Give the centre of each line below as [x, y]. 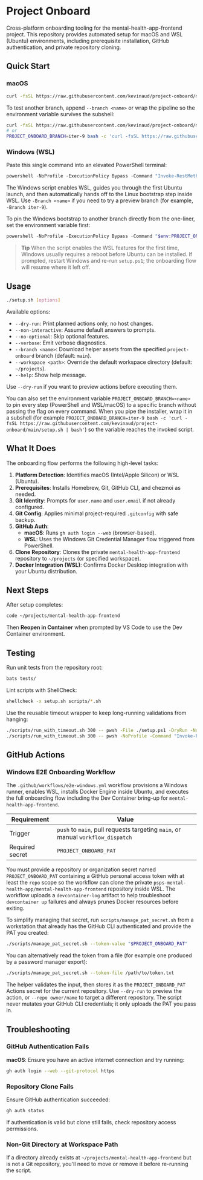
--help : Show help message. [50, 375]
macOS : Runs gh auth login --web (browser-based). [90, 532]
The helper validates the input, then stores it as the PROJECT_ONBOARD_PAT [96, 984]
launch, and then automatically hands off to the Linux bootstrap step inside [99, 194]
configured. [29, 507]
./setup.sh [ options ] [34, 300]
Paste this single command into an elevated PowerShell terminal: [87, 165]
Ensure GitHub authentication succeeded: [58, 1099]
